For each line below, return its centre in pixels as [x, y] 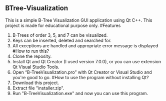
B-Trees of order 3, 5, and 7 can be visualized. [60, 35]
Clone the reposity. [32, 56]
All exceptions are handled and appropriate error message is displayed [85, 46]
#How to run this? [30, 51]
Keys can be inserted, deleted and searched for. [62, 40]
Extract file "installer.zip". [38, 88]
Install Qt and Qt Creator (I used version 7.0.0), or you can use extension [87, 61]
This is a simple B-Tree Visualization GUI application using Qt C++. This [79, 20]
